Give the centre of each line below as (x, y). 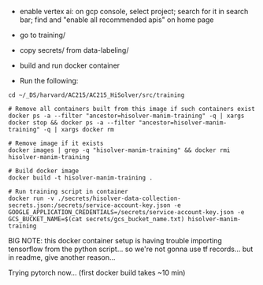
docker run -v (31, 198)
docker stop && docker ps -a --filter (72, 123)
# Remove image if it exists (56, 143)
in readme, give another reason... (62, 257)
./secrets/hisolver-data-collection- (119, 198)
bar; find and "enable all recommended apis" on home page (117, 20)
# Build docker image (44, 171)
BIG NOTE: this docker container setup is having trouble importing (115, 241)
